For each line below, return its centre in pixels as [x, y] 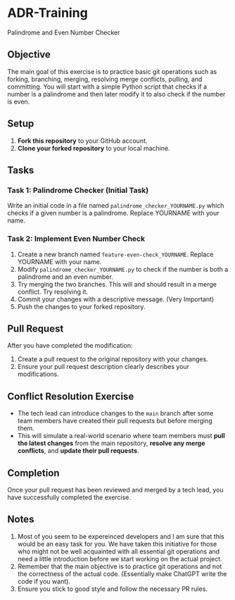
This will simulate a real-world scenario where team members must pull [121, 436]
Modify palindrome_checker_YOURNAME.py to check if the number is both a [123, 269]
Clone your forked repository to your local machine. [94, 148]
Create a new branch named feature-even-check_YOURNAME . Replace [115, 254]
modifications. [38, 374]
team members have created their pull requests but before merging [115, 421]
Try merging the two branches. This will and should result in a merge [117, 284]
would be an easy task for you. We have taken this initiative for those [117, 544]
